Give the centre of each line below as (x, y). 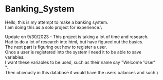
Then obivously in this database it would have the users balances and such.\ (82, 72)
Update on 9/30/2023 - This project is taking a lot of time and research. (77, 37)
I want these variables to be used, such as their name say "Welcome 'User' (80, 62)
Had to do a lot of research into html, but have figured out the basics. (74, 41)
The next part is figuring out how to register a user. (56, 47)
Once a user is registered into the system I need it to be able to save (73, 52)
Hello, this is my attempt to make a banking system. (57, 22)
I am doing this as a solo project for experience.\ (54, 27)
